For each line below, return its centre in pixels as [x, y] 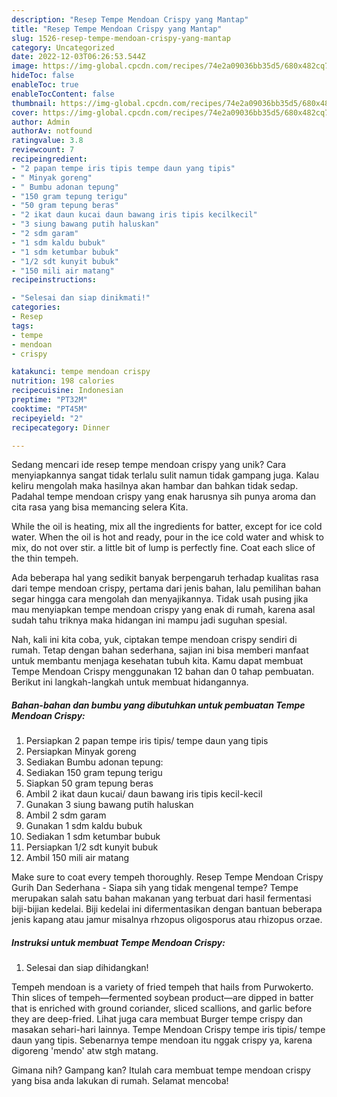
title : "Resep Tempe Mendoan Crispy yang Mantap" [117, 29]
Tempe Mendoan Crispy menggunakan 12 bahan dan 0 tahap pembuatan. [163, 672]
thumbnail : [34, 103]
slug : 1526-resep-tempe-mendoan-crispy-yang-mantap [121, 38]
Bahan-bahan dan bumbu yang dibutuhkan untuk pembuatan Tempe [158, 705]
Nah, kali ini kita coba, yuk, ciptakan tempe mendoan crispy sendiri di [154, 640]
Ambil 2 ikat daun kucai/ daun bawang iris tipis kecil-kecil [144, 794]
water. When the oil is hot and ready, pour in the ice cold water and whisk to [167, 537]
